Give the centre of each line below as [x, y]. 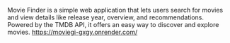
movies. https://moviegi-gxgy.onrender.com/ [73, 32]
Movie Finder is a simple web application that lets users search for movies [115, 10]
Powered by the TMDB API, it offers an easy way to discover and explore [113, 25]
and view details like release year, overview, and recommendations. [105, 17]
